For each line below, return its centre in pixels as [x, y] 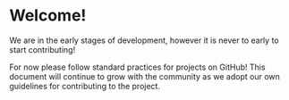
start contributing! [42, 49]
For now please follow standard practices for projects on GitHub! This [137, 67]
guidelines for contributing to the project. [85, 86]
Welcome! [48, 16]
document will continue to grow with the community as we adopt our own [144, 76]
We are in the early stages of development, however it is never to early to [144, 40]
